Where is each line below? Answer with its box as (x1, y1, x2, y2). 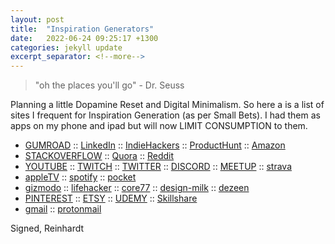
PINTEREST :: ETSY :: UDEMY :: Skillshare (24, 192, 198, 205)
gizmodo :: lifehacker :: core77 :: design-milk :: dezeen (24, 182, 250, 194)
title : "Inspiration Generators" (10, 24, 155, 34)
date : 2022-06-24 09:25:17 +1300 (10, 33, 159, 43)
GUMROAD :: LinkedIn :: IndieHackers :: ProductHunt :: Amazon (24, 139, 286, 151)
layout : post (10, 14, 65, 25)
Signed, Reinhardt (10, 222, 85, 235)
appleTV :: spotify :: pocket (24, 171, 137, 183)
